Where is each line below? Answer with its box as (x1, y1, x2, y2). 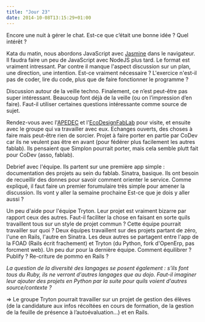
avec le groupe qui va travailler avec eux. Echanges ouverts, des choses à (6, 125, 193, 132)
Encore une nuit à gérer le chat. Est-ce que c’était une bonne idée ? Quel (6, 31, 189, 38)
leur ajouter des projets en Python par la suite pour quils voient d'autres (6, 277, 187, 284)
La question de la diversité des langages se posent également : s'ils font (6, 264, 189, 271)
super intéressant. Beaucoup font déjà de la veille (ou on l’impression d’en (6, 94, 192, 101)
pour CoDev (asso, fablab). (6, 151, 74, 159)
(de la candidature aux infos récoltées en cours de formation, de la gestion (6, 302, 194, 309)
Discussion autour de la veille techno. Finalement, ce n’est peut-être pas (6, 87, 188, 95)
